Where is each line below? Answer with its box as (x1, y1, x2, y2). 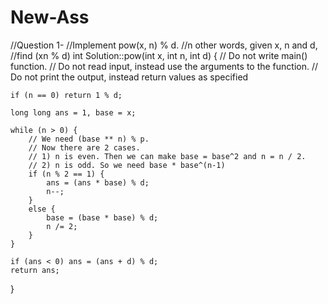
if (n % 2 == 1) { (28, 169, 105, 179)
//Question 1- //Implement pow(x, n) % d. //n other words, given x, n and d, (10, 39, 318, 51)
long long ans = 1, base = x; (10, 107, 137, 118)
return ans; (10, 265, 60, 275)
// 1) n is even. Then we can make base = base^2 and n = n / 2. (28, 151, 307, 161)
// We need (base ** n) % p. (28, 134, 150, 144)
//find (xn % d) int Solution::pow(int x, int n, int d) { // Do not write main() (10, 49, 308, 61)
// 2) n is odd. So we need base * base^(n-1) (28, 160, 226, 170)
